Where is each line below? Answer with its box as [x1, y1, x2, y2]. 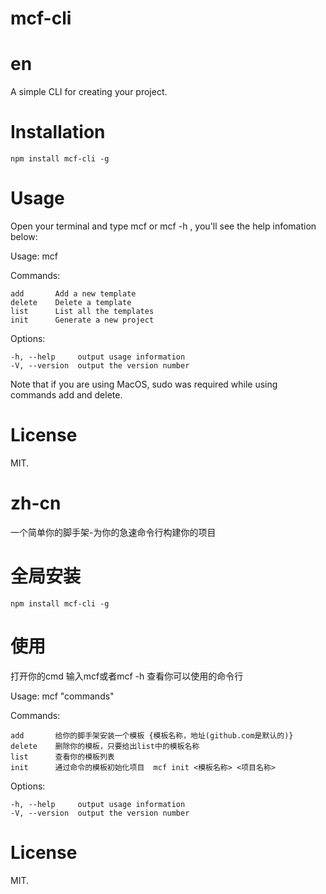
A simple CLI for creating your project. [10, 86, 168, 98]
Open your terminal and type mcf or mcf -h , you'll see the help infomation [10, 220, 317, 232]
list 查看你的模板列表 [10, 752, 115, 762]
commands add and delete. [10, 389, 123, 401]
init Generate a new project [10, 315, 155, 325]
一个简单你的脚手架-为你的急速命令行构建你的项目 [10, 526, 217, 538]
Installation [10, 121, 106, 144]
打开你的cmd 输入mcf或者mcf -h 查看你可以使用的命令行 [10, 670, 244, 682]
